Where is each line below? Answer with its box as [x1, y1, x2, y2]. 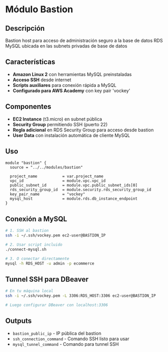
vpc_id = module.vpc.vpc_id [10, 178, 106, 183]
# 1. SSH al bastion [5, 228, 49, 233]
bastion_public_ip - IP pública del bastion [12, 330, 102, 336]
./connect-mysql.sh [5, 247, 47, 252]
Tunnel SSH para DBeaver [5, 275, 89, 284]
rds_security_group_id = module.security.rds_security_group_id [10, 187, 152, 193]
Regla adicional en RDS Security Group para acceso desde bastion [12, 127, 154, 133]
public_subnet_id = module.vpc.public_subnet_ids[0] [10, 183, 138, 188]
